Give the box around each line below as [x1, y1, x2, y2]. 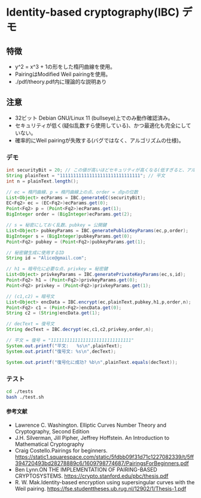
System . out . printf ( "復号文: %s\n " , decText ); [6, 348, 117, 354]
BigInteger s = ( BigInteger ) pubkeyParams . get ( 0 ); [6, 233, 133, 239]
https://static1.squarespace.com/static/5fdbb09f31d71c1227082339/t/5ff [14, 453, 194, 460]
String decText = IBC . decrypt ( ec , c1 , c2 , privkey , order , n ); [6, 327, 154, 333]
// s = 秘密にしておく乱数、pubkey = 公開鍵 [6, 222, 107, 228]
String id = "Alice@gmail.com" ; [6, 255, 87, 261]
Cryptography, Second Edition [14, 427, 90, 435]
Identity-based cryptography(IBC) [6, 5, 180, 19]
